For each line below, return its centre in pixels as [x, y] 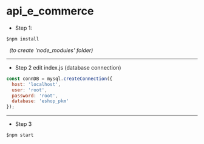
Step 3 [23, 124]
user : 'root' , [29, 90]
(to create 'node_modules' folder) [51, 50]
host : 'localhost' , [36, 84]
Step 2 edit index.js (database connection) [68, 67]
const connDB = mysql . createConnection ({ [59, 79]
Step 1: [23, 28]
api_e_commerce [50, 11]
